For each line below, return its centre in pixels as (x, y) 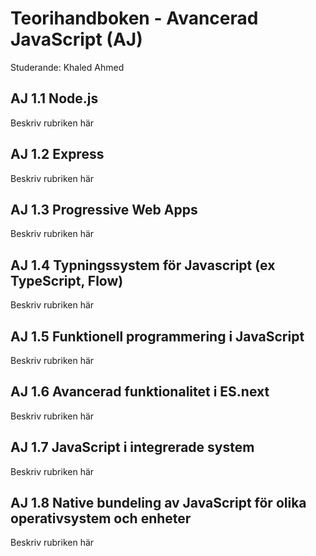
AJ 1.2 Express (57, 154)
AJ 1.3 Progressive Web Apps (104, 209)
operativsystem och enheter (101, 518)
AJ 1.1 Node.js (54, 98)
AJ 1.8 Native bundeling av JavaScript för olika (158, 503)
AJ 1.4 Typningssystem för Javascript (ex (143, 265)
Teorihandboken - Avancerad (134, 18)
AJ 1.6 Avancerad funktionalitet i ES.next (140, 392)
